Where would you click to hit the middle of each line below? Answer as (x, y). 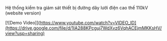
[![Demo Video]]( (23, 23)
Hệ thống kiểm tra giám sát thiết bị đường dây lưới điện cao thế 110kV (77, 8)
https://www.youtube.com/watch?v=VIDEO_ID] (88, 23)
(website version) (23, 13)
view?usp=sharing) (25, 33)
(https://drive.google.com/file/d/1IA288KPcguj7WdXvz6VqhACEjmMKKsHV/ (83, 28)
